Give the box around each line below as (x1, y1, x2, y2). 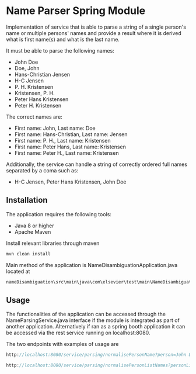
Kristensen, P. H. (14, 89, 55, 96)
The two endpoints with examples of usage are (6, 341, 119, 348)
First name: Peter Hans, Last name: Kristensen (14, 143, 127, 150)
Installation (6, 195, 48, 205)
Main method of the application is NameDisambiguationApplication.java (6, 261, 178, 268)
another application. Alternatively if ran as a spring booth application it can (6, 323, 185, 330)
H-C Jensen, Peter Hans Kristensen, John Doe (14, 178, 127, 185)
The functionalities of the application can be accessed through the (6, 311, 166, 318)
